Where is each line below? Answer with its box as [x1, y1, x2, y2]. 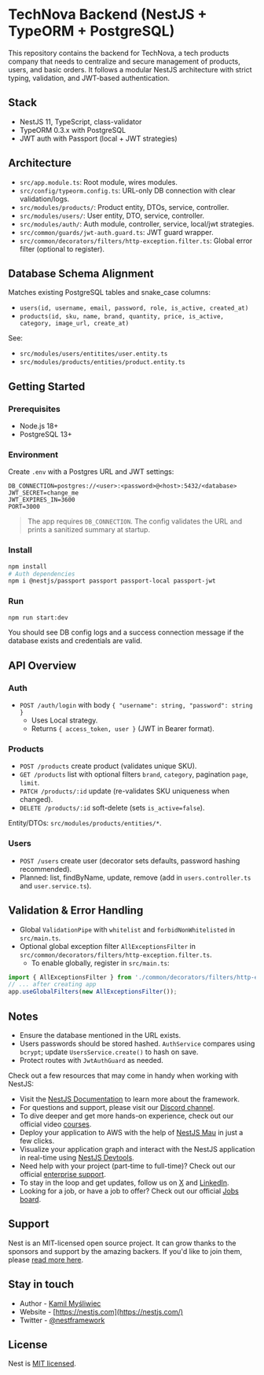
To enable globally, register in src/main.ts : [31, 958, 170, 968]
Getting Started [8, 380, 86, 393]
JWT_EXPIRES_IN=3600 [8, 496, 76, 504]
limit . [19, 778, 40, 788]
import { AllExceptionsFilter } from [8, 973, 132, 981]
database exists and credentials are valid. [8, 636, 143, 645]
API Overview [8, 659, 77, 672]
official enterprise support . [19, 1169, 106, 1178]
